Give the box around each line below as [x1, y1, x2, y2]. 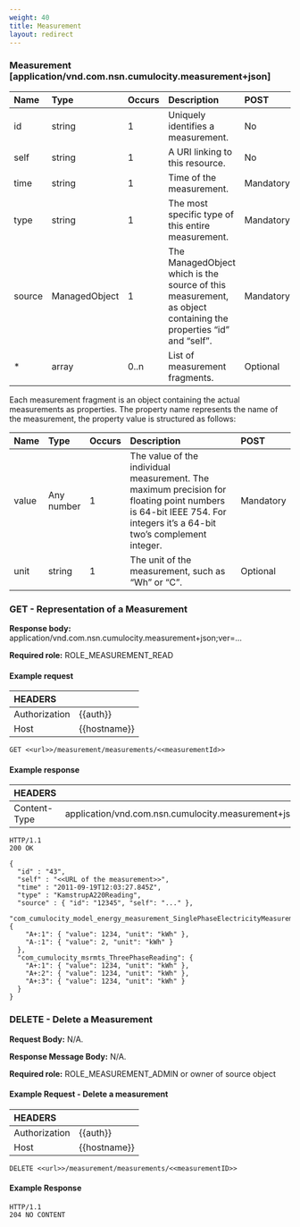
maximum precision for [129, 483, 227, 495]
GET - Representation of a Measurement [9, 603, 187, 615]
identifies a [168, 120, 215, 132]
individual [129, 461, 171, 473]
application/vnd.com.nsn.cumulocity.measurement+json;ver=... [9, 632, 243, 643]
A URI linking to [168, 145, 232, 157]
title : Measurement [9, 21, 82, 30]
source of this [168, 278, 226, 291]
